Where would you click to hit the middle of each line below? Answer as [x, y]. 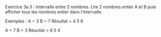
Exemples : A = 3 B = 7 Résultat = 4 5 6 [44, 21]
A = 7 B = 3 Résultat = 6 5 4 [33, 30]
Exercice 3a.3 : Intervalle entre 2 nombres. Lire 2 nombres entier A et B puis [81, 7]
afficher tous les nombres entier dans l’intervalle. [54, 12]
